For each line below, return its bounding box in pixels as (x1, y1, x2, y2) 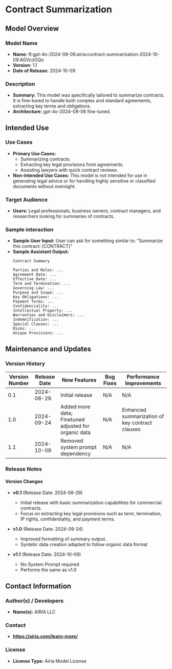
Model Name (5, 40, 38, 47)
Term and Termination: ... (12, 281, 71, 286)
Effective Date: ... (12, 277, 57, 282)
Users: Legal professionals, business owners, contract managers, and (12, 208, 161, 214)
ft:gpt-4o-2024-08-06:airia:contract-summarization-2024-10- (28, 51, 160, 57)
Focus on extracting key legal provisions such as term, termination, (20, 511, 162, 517)
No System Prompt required (20, 562, 79, 568)
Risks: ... (12, 326, 36, 331)
